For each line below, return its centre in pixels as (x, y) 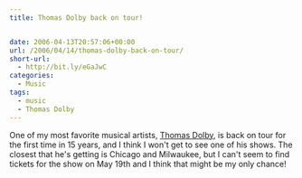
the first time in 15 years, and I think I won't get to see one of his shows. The (151, 145)
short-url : (30, 59)
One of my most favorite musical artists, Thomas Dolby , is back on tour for (148, 135)
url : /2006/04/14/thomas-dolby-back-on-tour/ (96, 51)
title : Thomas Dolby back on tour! (76, 18)
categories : (32, 76)
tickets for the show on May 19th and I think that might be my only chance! (148, 164)
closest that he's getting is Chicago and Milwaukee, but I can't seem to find (150, 154)
